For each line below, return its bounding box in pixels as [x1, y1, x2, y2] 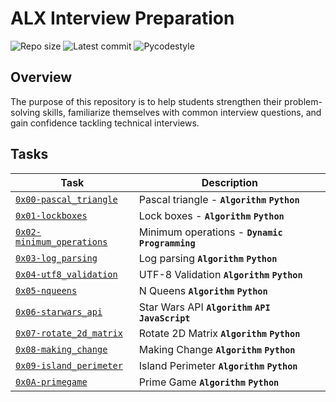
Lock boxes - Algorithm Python [138, 208, 285, 222]
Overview [10, 69, 73, 86]
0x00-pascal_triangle [15, 193, 118, 205]
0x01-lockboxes [15, 210, 88, 221]
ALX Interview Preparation [10, 7, 235, 30]
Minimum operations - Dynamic [138, 225, 283, 239]
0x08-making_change [15, 343, 108, 355]
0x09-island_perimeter [15, 360, 123, 371]
